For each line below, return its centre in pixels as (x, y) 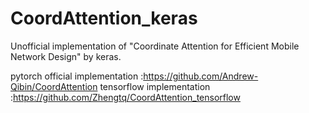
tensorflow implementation (155, 86)
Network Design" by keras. (66, 56)
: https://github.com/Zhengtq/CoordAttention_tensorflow (125, 97)
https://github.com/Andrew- (201, 76)
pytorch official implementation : (77, 76)
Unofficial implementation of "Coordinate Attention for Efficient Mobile (155, 46)
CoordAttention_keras (104, 18)
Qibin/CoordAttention (54, 86)
